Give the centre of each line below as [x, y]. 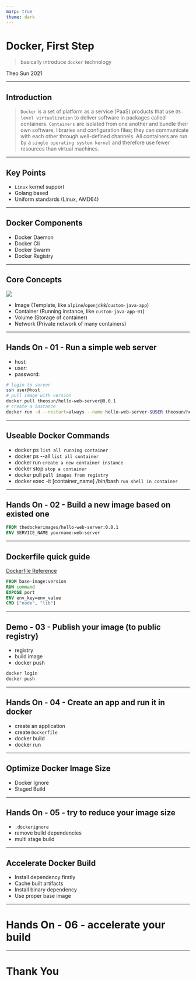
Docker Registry [34, 256]
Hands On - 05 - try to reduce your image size [91, 813]
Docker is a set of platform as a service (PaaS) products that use [97, 111]
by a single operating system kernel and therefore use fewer [95, 143]
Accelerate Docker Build [51, 863]
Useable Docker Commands [58, 436]
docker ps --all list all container [57, 456]
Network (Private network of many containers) [70, 323]
